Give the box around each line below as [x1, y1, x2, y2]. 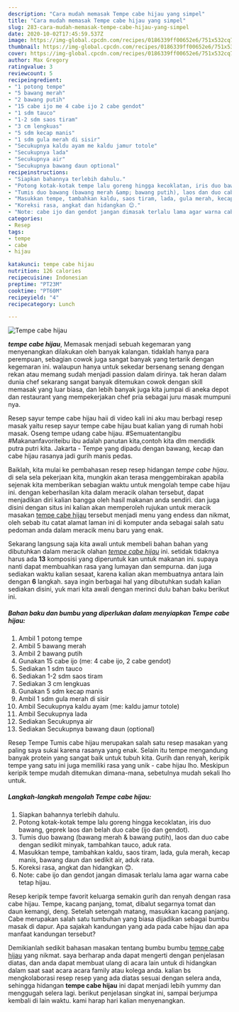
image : [8, 37, 28, 44]
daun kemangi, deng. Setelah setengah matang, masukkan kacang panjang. [8, 907, 230, 916]
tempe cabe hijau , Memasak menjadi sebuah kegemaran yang [8, 340, 191, 349]
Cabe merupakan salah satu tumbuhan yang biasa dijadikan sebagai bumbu [8, 915, 230, 923]
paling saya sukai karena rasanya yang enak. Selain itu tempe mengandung [8, 746, 228, 755]
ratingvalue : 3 [8, 63, 53, 70]
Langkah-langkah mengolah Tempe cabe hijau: [8, 793, 152, 801]
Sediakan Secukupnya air [18, 717, 93, 726]
